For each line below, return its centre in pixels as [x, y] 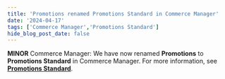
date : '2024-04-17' [36, 20]
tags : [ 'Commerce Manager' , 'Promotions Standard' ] [83, 27]
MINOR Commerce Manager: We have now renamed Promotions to [105, 54]
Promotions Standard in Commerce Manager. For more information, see [112, 61]
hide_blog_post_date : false [49, 34]
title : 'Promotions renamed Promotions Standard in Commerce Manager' [113, 14]
